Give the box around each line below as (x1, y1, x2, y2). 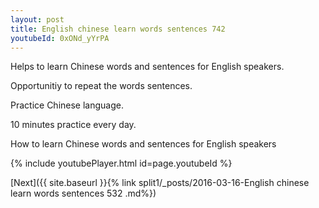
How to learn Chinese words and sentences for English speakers (10, 138, 277, 150)
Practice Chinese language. (10, 99, 124, 111)
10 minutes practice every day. (10, 119, 137, 131)
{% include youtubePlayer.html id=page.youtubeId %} (10, 157, 233, 170)
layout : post (10, 14, 65, 25)
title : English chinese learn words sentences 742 (10, 24, 226, 34)
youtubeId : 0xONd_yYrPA (10, 33, 110, 43)
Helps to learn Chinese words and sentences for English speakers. (10, 61, 285, 73)
